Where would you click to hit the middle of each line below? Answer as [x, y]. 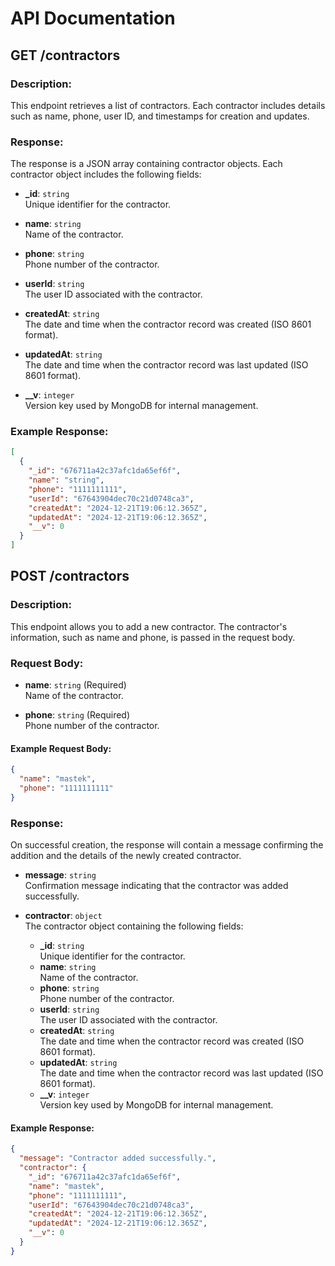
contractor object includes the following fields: [106, 174]
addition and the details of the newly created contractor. [126, 856]
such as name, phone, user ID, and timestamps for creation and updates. [160, 116]
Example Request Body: [61, 748]
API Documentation [93, 18]
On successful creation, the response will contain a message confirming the [167, 845]
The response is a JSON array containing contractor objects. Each [146, 164]
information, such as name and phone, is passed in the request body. [153, 637]
